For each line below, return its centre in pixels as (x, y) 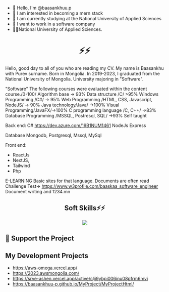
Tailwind (21, 165)
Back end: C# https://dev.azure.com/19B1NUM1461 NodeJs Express (76, 125)
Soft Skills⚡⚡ (85, 208)
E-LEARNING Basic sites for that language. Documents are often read (77, 181)
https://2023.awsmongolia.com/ (46, 273)
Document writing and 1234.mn (38, 191)
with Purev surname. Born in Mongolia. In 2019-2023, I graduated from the (83, 73)
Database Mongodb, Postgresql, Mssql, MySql (53, 135)
